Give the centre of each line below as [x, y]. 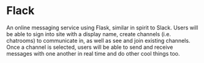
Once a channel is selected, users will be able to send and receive [90, 47]
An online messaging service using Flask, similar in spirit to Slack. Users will [102, 28]
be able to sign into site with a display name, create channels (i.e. [89, 34]
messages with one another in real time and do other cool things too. [93, 53]
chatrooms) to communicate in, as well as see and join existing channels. [98, 40]
